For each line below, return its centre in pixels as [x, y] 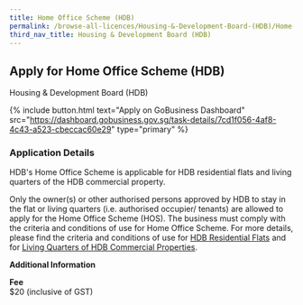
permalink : [30, 26]
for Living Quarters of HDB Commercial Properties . [104, 247]
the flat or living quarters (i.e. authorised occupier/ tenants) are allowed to [147, 209]
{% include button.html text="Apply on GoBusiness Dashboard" [127, 110]
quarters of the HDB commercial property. [87, 182]
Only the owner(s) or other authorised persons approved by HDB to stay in [147, 199]
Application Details [52, 152]
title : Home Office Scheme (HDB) [72, 18]
